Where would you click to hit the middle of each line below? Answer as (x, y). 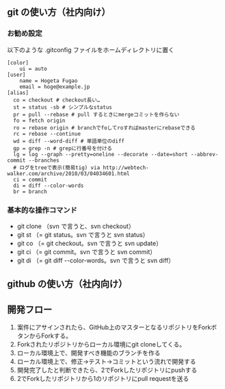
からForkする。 (51, 336)
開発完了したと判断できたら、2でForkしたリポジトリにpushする (107, 370)
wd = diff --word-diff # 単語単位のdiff (69, 141)
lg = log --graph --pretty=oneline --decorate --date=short (101, 154)
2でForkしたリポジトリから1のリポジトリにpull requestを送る (103, 379)
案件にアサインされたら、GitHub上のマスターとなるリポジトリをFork (114, 327)
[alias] (18, 92)
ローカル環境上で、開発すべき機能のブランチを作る (89, 353)
